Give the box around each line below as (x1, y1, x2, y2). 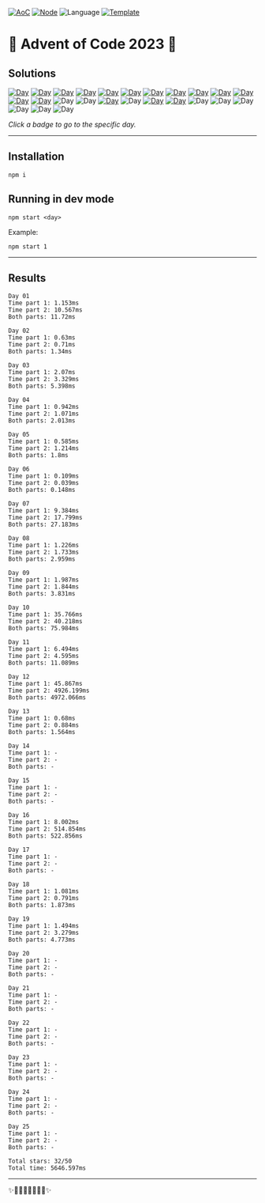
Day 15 (8, 777, 30, 785)
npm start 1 (8, 242, 47, 251)
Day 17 (8, 846, 30, 854)
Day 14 (8, 742, 30, 751)
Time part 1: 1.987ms (8, 576, 80, 584)
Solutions (8, 66, 57, 80)
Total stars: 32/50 (8, 1157, 73, 1166)
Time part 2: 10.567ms (8, 306, 83, 314)
